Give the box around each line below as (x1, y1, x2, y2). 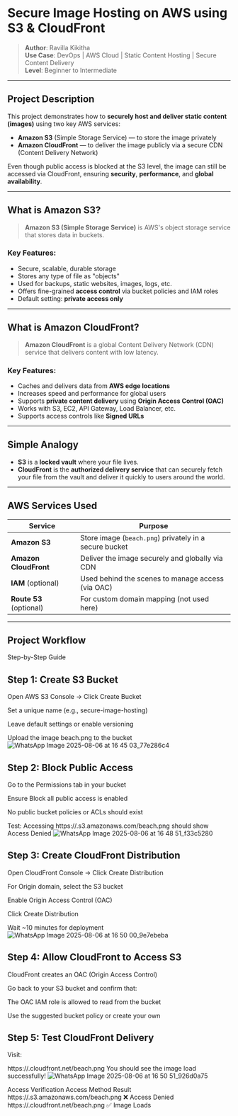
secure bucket (80, 542, 128, 552)
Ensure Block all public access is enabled (7, 795, 128, 803)
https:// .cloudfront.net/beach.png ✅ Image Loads (7, 1101, 152, 1110)
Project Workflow (7, 634, 86, 646)
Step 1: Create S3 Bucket (7, 673, 118, 685)
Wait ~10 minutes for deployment (7, 923, 104, 932)
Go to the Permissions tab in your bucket (7, 780, 126, 789)
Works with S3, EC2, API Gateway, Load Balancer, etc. (17, 404, 176, 412)
